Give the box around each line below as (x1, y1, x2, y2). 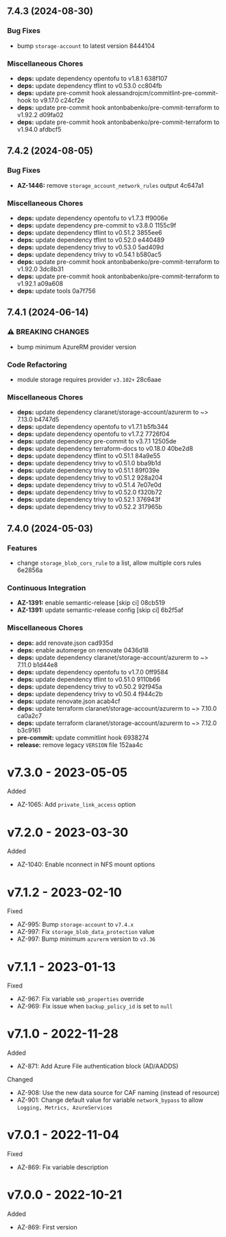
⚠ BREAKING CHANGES (7, 327, 90, 336)
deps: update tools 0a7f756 (16, 286, 96, 295)
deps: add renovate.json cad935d (16, 639, 114, 647)
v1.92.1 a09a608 (16, 279, 64, 287)
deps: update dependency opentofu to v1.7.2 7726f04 (16, 430, 170, 438)
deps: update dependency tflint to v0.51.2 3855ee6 (16, 228, 162, 236)
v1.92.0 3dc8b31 (16, 265, 64, 273)
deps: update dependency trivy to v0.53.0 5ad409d (16, 243, 164, 251)
